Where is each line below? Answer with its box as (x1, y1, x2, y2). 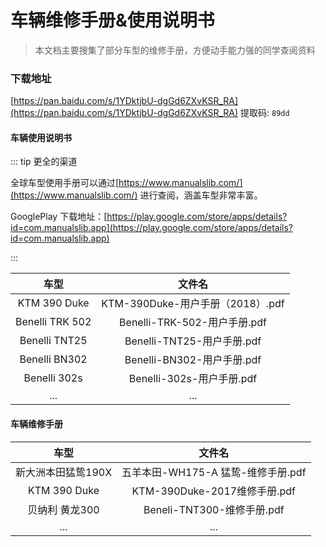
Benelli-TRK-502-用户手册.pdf (119, 316, 267, 330)
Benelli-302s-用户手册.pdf (128, 372, 258, 386)
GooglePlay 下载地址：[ (10, 211, 108, 223)
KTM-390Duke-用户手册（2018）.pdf (101, 297, 285, 311)
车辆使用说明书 (10, 131, 72, 143)
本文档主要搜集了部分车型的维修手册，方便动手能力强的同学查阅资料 (34, 44, 316, 56)
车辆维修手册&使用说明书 (10, 9, 215, 32)
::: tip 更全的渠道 (10, 156, 78, 168)
